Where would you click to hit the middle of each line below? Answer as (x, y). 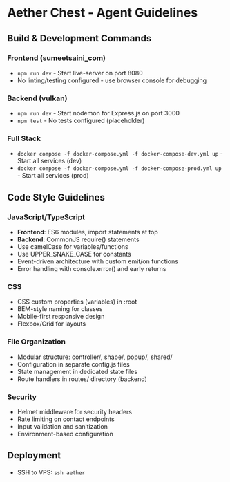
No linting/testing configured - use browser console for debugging (112, 80)
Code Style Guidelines (56, 197)
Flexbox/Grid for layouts (51, 324)
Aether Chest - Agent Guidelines (103, 13)
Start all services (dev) (49, 161)
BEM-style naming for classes (60, 309)
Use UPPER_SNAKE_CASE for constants (74, 254)
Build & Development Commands (79, 38)
